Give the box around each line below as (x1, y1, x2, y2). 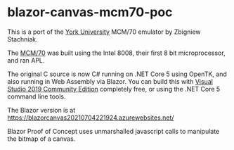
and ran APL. (7, 56, 45, 64)
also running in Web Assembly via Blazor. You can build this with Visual (7, 77, 213, 85)
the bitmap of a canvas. (7, 135, 76, 143)
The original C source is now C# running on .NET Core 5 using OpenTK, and (7, 70, 227, 78)
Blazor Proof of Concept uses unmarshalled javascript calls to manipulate (7, 127, 220, 135)
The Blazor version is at (7, 106, 76, 114)
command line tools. (7, 92, 66, 101)
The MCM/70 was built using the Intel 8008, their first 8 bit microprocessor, (7, 49, 226, 57)
